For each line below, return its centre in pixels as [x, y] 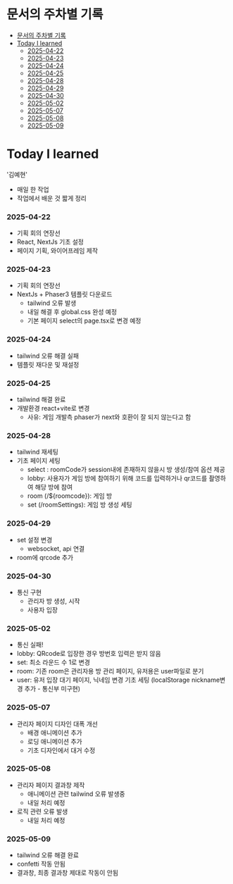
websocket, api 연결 [56, 548]
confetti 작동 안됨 [41, 864]
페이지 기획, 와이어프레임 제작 [57, 251]
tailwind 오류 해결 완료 [48, 855]
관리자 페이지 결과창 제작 [51, 785]
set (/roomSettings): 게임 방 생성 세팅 [80, 505]
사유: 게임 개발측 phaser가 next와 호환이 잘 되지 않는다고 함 [109, 417]
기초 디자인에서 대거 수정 [61, 750]
